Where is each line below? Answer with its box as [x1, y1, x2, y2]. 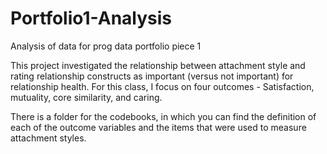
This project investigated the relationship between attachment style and [10, 59, 306, 71]
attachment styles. [10, 132, 87, 144]
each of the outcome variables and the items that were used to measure [10, 121, 307, 133]
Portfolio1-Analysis [10, 7, 173, 30]
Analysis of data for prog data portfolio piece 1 [10, 40, 202, 52]
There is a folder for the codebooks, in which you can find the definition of [10, 110, 317, 122]
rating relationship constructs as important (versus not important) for [10, 70, 294, 82]
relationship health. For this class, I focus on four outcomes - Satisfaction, [10, 80, 315, 92]
